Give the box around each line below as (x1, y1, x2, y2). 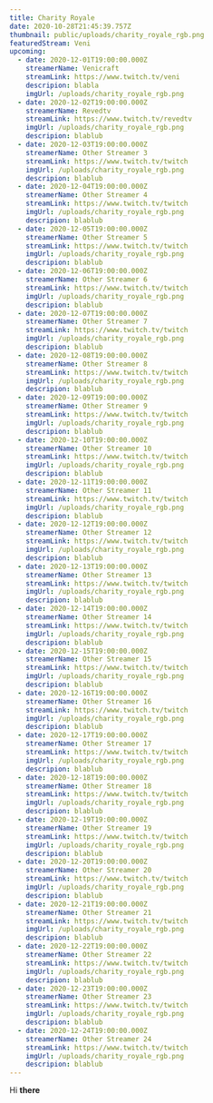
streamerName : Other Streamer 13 (25, 570, 152, 579)
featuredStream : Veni (9, 38, 92, 48)
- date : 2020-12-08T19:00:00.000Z (17, 350, 148, 359)
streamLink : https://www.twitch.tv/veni (25, 73, 180, 82)
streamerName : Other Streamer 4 (25, 191, 148, 200)
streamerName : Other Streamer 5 (25, 232, 148, 241)
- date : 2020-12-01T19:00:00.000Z (17, 55, 148, 64)
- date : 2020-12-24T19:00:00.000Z (17, 1026, 148, 1035)
